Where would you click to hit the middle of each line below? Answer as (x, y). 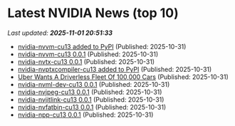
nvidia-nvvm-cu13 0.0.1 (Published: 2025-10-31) (88, 54)
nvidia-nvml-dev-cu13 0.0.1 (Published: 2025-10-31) (94, 84)
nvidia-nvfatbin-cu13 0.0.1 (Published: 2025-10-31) (92, 107)
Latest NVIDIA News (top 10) (93, 13)
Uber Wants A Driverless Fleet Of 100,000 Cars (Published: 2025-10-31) (123, 77)
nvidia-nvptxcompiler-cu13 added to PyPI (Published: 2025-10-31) (115, 69)
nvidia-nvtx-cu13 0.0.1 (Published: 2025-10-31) (86, 61)
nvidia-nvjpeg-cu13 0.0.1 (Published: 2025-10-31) (90, 92)
